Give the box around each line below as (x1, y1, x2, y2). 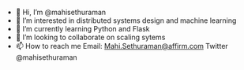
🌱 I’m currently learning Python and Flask (15, 24, 150, 33)
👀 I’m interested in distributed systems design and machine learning (15, 16, 237, 25)
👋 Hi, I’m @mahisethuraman (15, 8, 107, 17)
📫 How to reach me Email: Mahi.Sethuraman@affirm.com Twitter (15, 42, 229, 50)
